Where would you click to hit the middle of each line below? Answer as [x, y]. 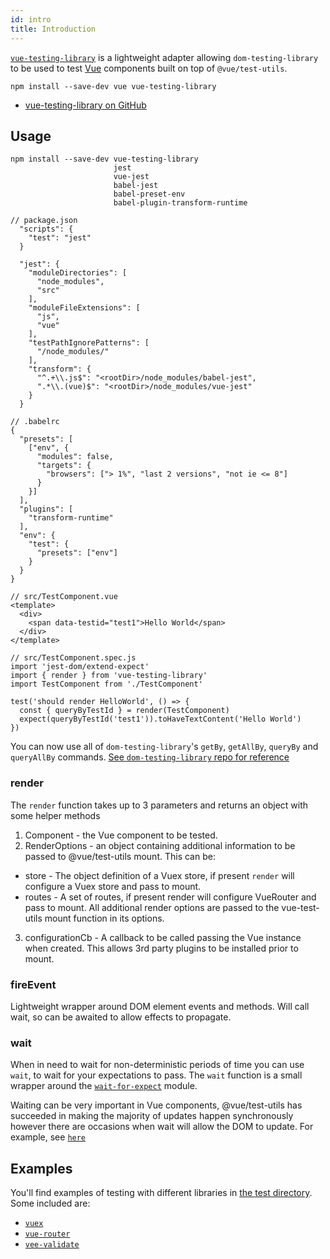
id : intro [31, 19]
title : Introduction [53, 29]
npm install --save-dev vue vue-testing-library [113, 86]
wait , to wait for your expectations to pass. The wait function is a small [156, 1075]
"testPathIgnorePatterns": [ [89, 343]
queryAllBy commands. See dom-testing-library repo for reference [150, 757]
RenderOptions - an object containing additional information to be [160, 845]
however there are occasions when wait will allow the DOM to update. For [162, 1127]
